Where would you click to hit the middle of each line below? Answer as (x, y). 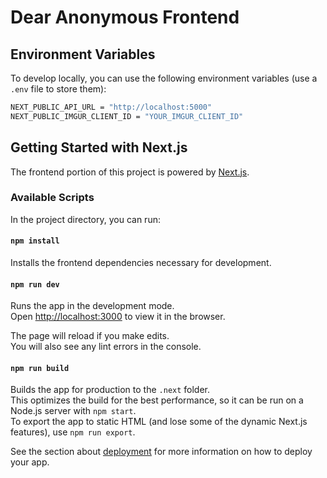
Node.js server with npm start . (73, 411)
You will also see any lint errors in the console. (106, 347)
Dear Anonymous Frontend (125, 17)
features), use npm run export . (73, 432)
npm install (35, 241)
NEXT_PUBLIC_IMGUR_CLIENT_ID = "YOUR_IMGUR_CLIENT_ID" (127, 116)
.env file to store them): (58, 89)
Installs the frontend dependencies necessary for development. (141, 263)
